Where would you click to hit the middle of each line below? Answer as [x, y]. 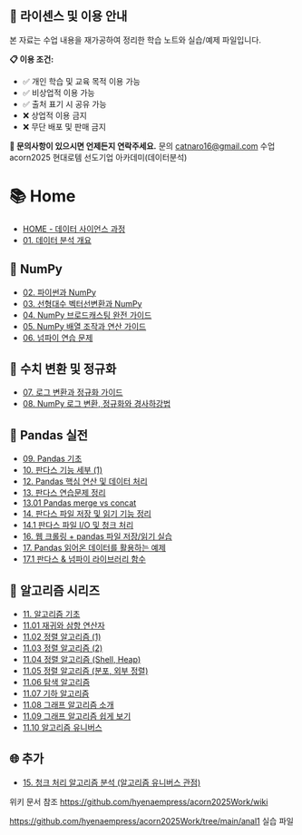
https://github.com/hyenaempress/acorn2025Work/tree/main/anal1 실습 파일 [152, 820]
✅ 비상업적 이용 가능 [58, 93]
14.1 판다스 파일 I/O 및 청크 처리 [78, 526]
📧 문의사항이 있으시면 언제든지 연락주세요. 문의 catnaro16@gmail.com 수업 [142, 146]
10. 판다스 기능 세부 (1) [62, 470]
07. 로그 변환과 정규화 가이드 [73, 392]
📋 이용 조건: [32, 59]
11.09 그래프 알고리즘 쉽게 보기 [77, 716]
